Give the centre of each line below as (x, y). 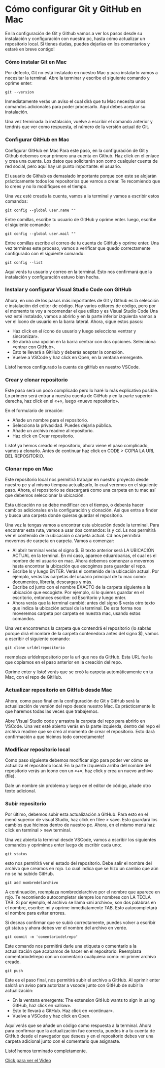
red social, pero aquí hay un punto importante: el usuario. (63, 166)
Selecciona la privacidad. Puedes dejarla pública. (62, 425)
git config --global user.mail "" (41, 233)
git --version (20, 93)
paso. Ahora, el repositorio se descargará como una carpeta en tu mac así (81, 490)
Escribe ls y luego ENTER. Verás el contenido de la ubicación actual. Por (85, 571)
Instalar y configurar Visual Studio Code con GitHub (68, 289)
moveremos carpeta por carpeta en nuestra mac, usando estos (76, 613)
